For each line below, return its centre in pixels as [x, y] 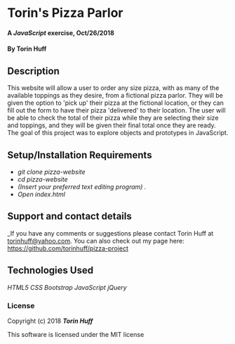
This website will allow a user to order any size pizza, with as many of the [113, 88]
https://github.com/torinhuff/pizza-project [68, 248]
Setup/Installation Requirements [80, 155]
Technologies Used [50, 270]
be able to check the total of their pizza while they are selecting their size [113, 118]
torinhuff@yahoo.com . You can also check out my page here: [96, 241]
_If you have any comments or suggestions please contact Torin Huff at [110, 233]
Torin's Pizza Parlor [65, 13]
